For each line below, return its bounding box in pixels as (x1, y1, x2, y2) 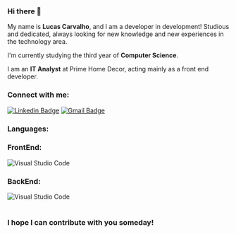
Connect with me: (7, 90, 70, 100)
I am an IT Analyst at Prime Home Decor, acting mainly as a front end (7, 65, 209, 74)
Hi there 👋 (7, 6, 42, 16)
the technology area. (7, 37, 68, 46)
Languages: (7, 124, 49, 134)
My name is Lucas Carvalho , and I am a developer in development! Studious (7, 23, 230, 31)
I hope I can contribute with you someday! (7, 218, 154, 228)
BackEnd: (7, 176, 41, 186)
